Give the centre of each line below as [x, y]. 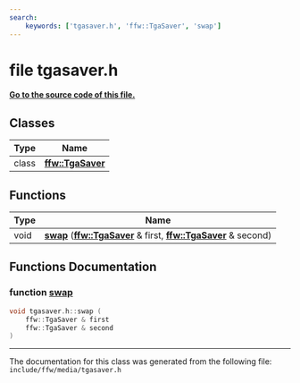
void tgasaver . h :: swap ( [55, 311]
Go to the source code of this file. [72, 95]
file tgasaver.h [64, 70]
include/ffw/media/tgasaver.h [66, 370]
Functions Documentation [83, 267]
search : [24, 17]
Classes [32, 123]
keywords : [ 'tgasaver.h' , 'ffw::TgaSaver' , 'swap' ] [123, 26]
